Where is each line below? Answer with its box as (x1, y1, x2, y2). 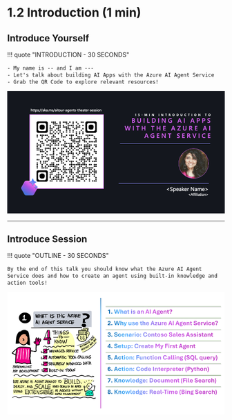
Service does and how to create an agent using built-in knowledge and (7, 272, 217, 280)
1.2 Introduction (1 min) (7, 5, 142, 21)
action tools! (7, 279, 48, 287)
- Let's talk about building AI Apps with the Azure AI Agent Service (7, 72, 215, 79)
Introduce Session (7, 233, 88, 245)
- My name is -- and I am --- (7, 65, 95, 72)
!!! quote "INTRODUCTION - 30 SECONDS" (7, 50, 130, 59)
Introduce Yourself (7, 32, 90, 44)
